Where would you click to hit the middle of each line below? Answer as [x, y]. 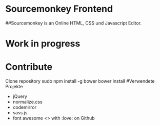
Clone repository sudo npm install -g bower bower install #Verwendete [80, 81]
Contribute [29, 67]
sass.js [20, 113]
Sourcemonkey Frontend [59, 9]
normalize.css [27, 102]
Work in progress [43, 44]
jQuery [20, 96]
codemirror [25, 107]
